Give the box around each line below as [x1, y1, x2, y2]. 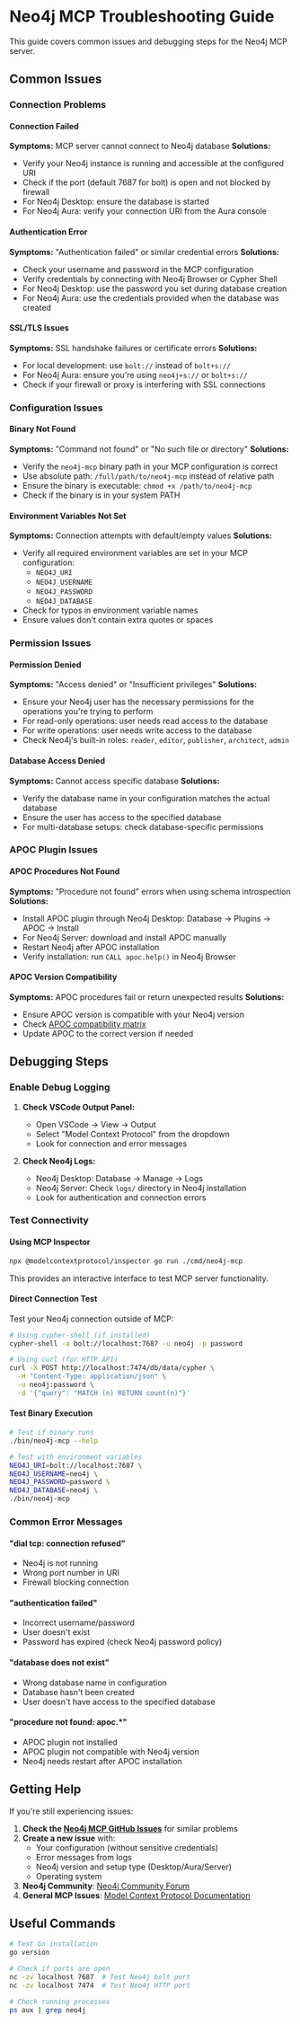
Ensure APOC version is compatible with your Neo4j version [22, 1009, 245, 1020]
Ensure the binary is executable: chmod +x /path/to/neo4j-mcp [22, 480, 252, 491]
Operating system [35, 1870, 102, 1881]
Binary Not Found [9, 424, 76, 435]
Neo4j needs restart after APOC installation [22, 1755, 182, 1766]
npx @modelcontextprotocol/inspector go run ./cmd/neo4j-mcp [9, 1256, 243, 1266]
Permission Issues [9, 637, 92, 650]
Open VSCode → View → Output [35, 1118, 157, 1129]
